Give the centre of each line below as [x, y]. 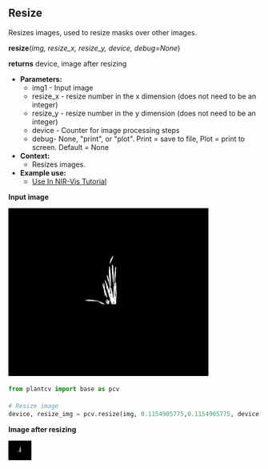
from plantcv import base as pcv [64, 389]
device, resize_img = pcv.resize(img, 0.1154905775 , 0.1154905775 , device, [136, 414]
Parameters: [41, 79]
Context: [35, 156]
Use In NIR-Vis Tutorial [69, 181]
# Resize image [34, 406]
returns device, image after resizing [68, 63]
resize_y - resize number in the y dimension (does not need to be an [144, 113]
